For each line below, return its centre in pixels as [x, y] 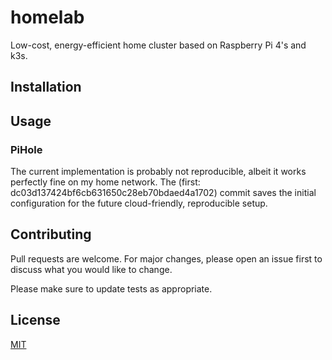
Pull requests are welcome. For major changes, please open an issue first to [166, 258]
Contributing [51, 234]
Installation [46, 87]
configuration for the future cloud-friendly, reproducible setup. [139, 203]
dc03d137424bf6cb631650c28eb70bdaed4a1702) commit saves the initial [163, 193]
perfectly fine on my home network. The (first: [105, 182]
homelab [47, 17]
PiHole [26, 149]
